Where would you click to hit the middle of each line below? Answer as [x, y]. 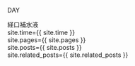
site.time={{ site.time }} [41, 32]
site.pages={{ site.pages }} [47, 40]
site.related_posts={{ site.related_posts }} [68, 55]
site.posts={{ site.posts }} [45, 47]
